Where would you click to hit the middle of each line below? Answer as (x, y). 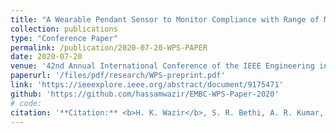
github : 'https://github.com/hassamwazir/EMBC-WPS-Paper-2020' (145, 94)
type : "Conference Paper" (64, 38)
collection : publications (64, 29)
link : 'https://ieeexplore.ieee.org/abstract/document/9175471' (147, 85)
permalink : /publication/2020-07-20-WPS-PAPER (109, 47)
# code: (26, 103)
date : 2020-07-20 (46, 57)
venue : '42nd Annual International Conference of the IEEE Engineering (162, 66)
